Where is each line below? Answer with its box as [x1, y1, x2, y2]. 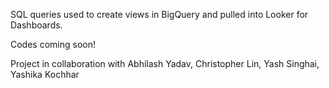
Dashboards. [10, 19, 63, 31]
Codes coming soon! [10, 39, 97, 50]
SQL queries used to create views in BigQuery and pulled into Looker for [10, 9, 309, 20]
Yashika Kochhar [10, 69, 80, 80]
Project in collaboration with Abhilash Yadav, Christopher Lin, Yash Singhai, [10, 58, 320, 69]
